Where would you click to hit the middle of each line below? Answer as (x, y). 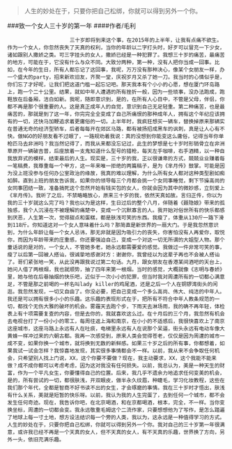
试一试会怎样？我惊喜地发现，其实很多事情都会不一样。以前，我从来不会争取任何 (116, 351)
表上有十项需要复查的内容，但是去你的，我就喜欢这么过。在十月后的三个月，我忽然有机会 (116, 314)
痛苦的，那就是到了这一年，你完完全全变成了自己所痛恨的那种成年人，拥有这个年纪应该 (114, 114)
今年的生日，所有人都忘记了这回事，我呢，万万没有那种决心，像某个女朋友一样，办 (124, 70)
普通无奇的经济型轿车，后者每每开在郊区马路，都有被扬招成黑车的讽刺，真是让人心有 (116, 129)
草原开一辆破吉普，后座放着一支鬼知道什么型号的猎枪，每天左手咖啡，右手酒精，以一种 (114, 151)
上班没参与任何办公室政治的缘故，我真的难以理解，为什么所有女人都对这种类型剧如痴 (121, 173)
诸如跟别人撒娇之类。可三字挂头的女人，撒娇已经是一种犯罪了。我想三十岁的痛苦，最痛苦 (116, 55)
